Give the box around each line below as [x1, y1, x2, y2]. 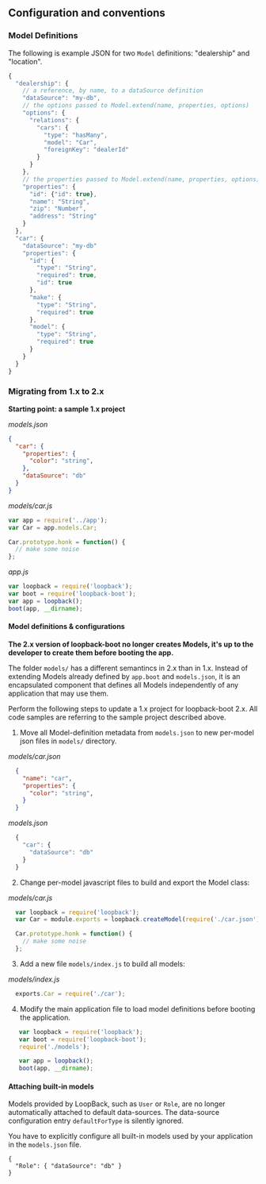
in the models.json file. [8, 1140, 82, 1150]
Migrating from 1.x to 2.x [8, 386, 104, 397]
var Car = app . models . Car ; [8, 523, 97, 531]
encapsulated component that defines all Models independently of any [8, 680, 239, 689]
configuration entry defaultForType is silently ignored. [8, 1116, 184, 1126]
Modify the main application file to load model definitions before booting [19, 1004, 256, 1013]
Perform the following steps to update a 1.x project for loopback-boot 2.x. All [8, 704, 258, 713]
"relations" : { [28, 116, 80, 124]
